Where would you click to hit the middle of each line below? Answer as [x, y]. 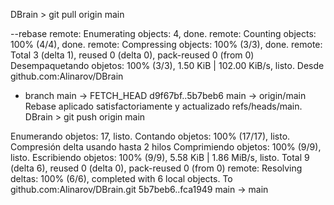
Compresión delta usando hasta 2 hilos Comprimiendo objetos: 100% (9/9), [166, 147]
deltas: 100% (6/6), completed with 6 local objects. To [121, 178]
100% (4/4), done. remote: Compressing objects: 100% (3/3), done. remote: [166, 44]
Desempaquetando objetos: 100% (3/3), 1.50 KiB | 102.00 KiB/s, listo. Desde [167, 65]
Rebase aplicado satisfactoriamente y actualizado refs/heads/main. [163, 106]
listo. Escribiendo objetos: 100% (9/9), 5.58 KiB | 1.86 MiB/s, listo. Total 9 [160, 157]
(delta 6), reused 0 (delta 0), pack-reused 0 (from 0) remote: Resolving [156, 168]
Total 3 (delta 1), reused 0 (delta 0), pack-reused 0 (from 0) [132, 55]
